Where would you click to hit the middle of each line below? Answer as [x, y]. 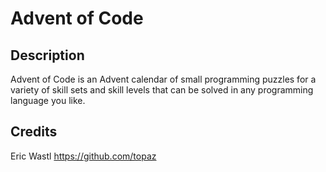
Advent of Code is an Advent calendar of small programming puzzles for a [163, 79]
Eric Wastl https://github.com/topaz [83, 156]
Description [47, 55]
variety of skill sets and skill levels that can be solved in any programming [162, 90]
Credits [34, 132]
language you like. [48, 100]
